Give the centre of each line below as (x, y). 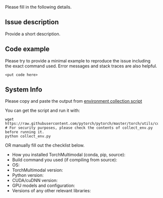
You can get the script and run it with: (42, 110)
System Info (24, 90)
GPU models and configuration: (43, 185)
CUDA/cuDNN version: (35, 181)
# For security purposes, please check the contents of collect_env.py (79, 128)
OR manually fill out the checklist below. (45, 145)
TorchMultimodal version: (37, 170)
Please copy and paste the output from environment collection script (73, 101)
